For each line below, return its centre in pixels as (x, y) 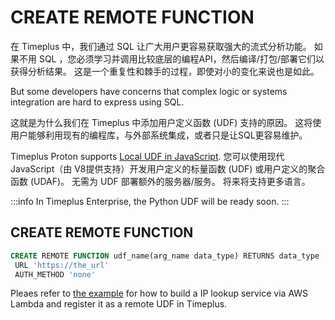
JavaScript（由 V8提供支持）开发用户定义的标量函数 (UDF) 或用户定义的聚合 (168, 168)
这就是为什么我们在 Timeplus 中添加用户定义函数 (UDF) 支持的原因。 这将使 (166, 122)
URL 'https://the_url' (62, 265)
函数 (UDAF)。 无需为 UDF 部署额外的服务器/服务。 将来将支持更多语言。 (160, 181)
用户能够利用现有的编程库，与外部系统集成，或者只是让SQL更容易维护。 (159, 135)
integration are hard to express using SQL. (97, 102)
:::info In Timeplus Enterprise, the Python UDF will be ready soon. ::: (150, 201)
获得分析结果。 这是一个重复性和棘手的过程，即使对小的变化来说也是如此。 (165, 71)
